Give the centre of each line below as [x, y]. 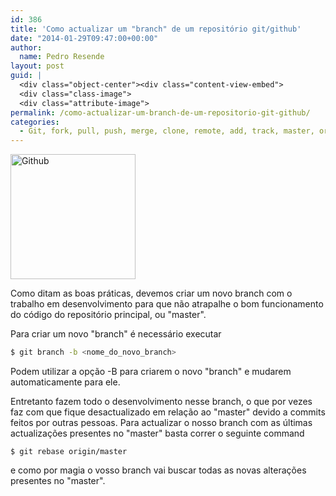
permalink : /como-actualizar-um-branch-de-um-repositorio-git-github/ [160, 112]
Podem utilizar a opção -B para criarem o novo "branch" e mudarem [151, 371]
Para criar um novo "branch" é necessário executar [116, 334]
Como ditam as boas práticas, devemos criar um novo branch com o [151, 293]
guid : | [26, 76]
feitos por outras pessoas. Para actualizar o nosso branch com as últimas [161, 422]
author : [26, 47]
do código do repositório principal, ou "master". [108, 315]
